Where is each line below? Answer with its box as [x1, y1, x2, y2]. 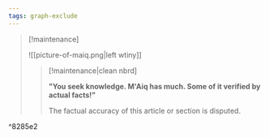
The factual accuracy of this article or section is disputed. [48, 106, 241, 115]
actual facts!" [48, 90, 96, 100]
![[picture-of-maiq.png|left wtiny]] [28, 50, 142, 59]
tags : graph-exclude [8, 11, 79, 20]
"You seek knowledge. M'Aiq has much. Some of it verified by [48, 81, 261, 91]
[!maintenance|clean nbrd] [48, 66, 138, 75]
